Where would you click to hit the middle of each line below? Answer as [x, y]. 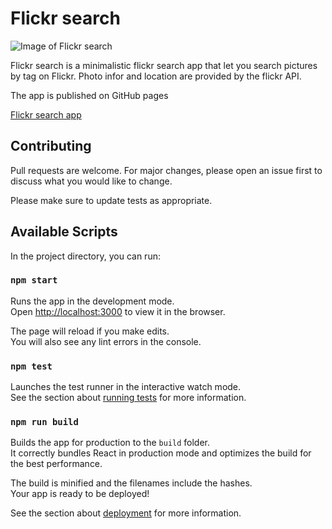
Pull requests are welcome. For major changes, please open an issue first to [166, 170]
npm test [31, 366]
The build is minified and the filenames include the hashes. [131, 483]
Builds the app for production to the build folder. [110, 443]
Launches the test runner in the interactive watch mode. [126, 387]
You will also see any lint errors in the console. [106, 341]
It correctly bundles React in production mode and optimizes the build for [161, 453]
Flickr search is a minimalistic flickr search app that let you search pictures [164, 65]
